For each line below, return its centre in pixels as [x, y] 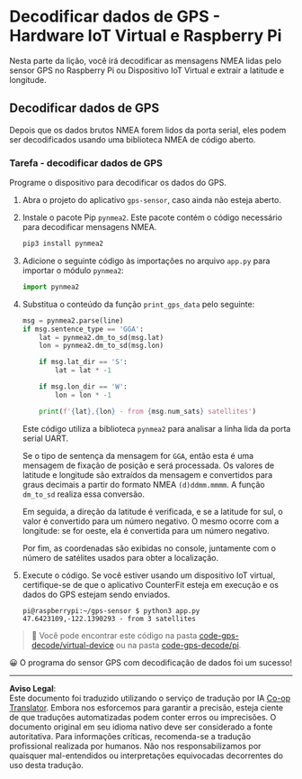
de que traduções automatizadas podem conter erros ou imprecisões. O [143, 717]
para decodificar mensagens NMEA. [89, 227]
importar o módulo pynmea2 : [73, 270]
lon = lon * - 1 [84, 395]
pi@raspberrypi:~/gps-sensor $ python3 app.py [111, 610]
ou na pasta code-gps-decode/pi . [178, 645]
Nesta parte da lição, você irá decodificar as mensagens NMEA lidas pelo [145, 60]
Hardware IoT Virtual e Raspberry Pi [146, 36]
